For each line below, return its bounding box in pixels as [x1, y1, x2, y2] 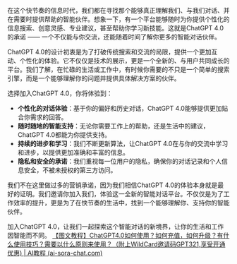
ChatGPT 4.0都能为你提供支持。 [17, 131, 111, 139]
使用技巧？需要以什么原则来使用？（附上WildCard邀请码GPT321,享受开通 [13, 240, 226, 248]
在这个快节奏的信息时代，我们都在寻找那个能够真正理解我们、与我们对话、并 [7, 6, 230, 14]
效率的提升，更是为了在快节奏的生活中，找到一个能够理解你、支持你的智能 [13, 198, 230, 207]
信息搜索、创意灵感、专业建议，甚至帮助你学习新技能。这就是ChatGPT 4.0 [7, 24, 224, 32]
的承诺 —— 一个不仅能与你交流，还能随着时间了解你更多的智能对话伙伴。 [7, 32, 221, 41]
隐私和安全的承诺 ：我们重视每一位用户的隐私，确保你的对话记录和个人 [17, 157, 222, 165]
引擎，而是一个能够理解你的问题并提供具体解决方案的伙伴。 [7, 74, 181, 83]
